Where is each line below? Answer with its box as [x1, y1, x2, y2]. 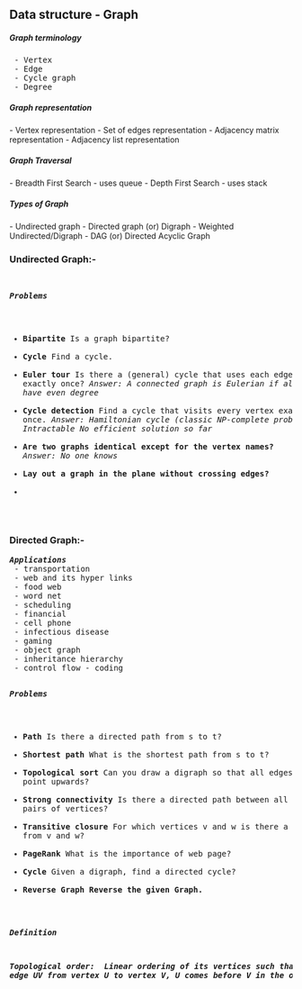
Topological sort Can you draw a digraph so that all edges [22, 767, 294, 777]
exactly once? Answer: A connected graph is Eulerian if [22, 378, 279, 388]
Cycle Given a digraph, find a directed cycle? [22, 867, 236, 876]
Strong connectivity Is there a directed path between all [22, 794, 289, 804]
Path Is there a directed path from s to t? [22, 731, 222, 741]
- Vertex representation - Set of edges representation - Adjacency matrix [9, 125, 280, 136]
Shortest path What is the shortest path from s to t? [22, 749, 270, 759]
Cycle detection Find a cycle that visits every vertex [22, 405, 274, 415]
